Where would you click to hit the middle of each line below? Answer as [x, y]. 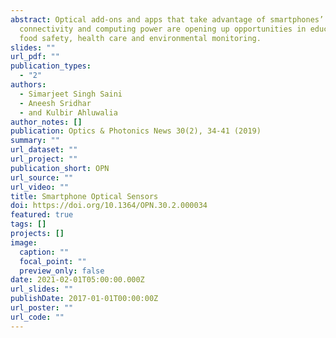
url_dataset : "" [44, 150]
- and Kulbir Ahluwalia [68, 112]
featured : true [42, 215]
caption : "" [44, 252]
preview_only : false [62, 271]
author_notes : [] [46, 122]
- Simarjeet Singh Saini [71, 94]
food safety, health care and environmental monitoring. [140, 38]
